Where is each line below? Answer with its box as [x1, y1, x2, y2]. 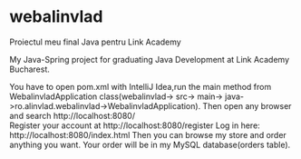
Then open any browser [202, 100, 292, 111]
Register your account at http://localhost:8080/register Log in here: [9, 120, 260, 131]
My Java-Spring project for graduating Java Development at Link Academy [9, 54, 290, 65]
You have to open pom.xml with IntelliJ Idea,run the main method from [9, 81, 272, 92]
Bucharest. [9, 64, 50, 75]
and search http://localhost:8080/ [9, 110, 136, 121]
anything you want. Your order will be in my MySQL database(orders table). [9, 139, 291, 150]
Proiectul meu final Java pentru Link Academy [9, 36, 181, 47]
